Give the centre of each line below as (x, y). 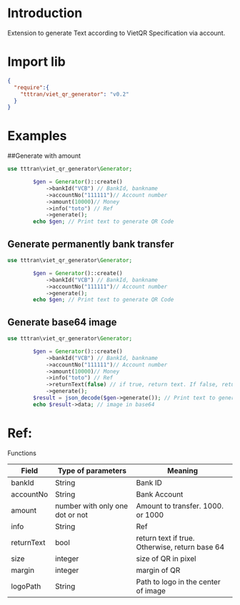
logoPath (26, 586)
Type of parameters (92, 471)
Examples (37, 136)
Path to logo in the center (178, 581)
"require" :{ (32, 87)
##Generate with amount (44, 156)
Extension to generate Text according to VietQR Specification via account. (116, 33)
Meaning (183, 471)
